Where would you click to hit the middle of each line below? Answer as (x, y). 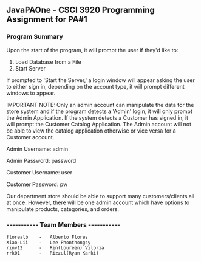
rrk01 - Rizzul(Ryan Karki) (53, 253)
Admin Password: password (41, 160)
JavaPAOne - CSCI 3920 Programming (80, 10)
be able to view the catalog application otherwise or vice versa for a (91, 131)
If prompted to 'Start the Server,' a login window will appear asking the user (101, 80)
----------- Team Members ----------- (63, 224)
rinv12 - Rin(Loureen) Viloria (55, 248)
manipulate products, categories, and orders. (63, 209)
